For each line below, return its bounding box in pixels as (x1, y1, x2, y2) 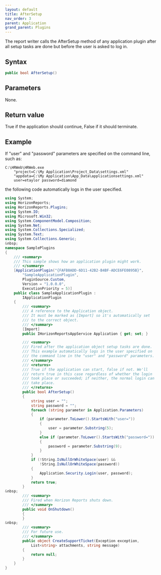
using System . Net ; (5, 223, 42, 228)
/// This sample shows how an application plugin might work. (14, 259, 142, 264)
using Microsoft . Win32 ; (5, 214, 53, 219)
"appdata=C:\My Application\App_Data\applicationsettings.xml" (14, 174, 144, 179)
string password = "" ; (30, 403, 77, 408)
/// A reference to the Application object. (22, 309, 114, 313)
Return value (5, 111, 44, 119)
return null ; (30, 552, 57, 557)
